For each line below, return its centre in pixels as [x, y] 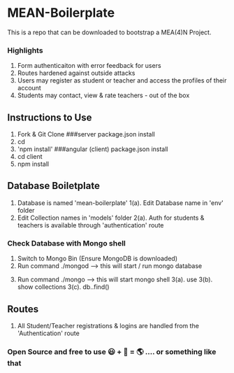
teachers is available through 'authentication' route [90, 225]
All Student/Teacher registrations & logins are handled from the [108, 325]
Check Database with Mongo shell [66, 243]
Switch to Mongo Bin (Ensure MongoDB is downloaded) [97, 259]
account [29, 88]
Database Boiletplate [53, 186]
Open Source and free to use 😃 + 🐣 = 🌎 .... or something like [112, 351]
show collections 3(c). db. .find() [63, 287]
